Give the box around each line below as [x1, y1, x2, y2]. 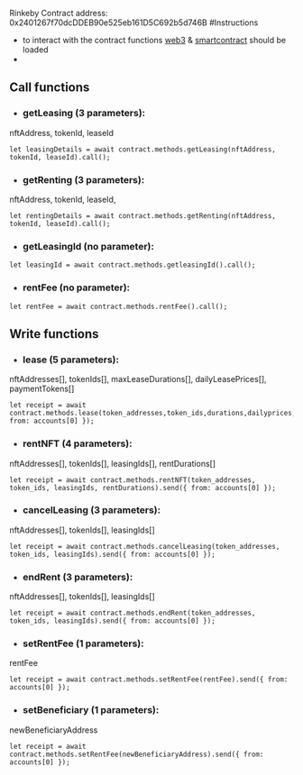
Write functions [9, 326, 99, 342]
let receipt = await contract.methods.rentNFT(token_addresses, [9, 475, 256, 485]
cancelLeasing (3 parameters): [22, 504, 161, 516]
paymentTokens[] [9, 383, 75, 395]
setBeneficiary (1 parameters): [22, 704, 160, 716]
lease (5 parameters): [22, 353, 120, 366]
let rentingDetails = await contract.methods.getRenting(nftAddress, [9, 211, 277, 220]
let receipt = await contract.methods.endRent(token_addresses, [9, 608, 256, 618]
